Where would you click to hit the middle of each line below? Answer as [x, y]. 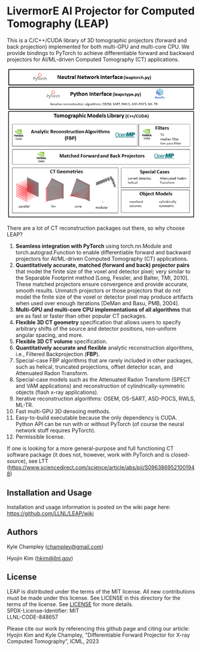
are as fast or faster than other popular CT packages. [81, 316]
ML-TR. [24, 405]
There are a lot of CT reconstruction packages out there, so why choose [96, 228]
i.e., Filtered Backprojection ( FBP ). [58, 354]
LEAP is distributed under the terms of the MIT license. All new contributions [101, 591]
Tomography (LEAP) [58, 24]
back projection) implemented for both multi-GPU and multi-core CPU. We [98, 47]
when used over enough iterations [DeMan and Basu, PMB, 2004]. [97, 303]
